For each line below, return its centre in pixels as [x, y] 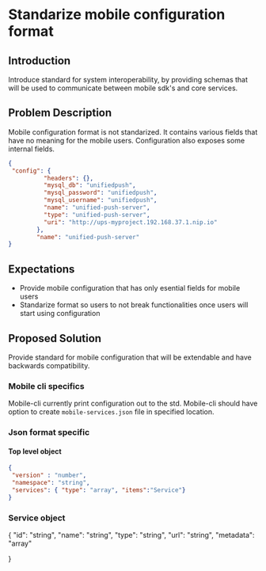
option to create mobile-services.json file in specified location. [112, 412]
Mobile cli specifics [46, 386]
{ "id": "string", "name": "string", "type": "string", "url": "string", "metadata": [131, 535]
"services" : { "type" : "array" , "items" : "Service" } [99, 490]
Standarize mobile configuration [117, 15]
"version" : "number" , [49, 476]
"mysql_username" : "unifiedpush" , [100, 200]
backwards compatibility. [49, 365]
